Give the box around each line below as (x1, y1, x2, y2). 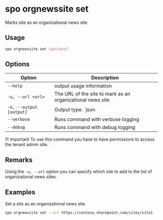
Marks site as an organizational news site (5, 19, 87, 25)
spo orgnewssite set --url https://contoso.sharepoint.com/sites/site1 (5, 210, 153, 215)
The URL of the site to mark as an (54, 91, 130, 97)
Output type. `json (54, 106, 96, 113)
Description (91, 74, 119, 81)
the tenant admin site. (5, 142, 49, 147)
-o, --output (7, 105, 38, 110)
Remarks (5, 156, 33, 164)
